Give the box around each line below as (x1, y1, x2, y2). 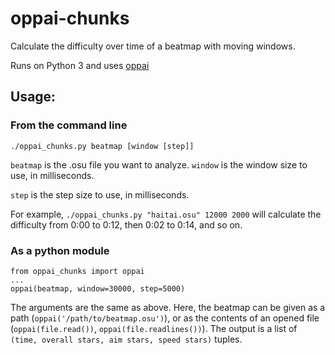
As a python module (10, 243, 110, 257)
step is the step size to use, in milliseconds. (10, 188, 190, 201)
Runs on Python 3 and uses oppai (10, 59, 150, 71)
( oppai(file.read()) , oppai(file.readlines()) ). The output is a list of (10, 322, 298, 334)
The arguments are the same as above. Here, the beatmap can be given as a (10, 301, 326, 313)
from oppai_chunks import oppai (10, 266, 145, 276)
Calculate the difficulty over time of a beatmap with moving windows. (10, 40, 296, 52)
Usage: (10, 88, 57, 106)
